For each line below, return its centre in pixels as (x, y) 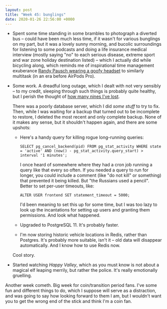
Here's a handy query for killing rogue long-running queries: (82, 137)
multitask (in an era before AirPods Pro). (54, 76)
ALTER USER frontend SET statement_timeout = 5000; (75, 195)
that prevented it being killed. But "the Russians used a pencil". (84, 181)
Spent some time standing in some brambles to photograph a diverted (84, 34)
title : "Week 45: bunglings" (35, 15)
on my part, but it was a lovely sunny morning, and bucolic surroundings (87, 44)
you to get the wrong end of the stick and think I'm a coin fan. (69, 301)
